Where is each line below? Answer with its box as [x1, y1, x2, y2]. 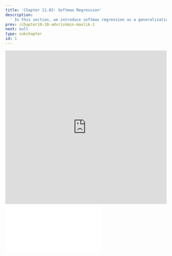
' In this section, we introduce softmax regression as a [10, 17, 137, 22]
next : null [5, 27, 29, 32]
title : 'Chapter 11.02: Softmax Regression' [5, 7, 102, 13]
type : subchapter [5, 31, 42, 36]
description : [5, 12, 33, 17]
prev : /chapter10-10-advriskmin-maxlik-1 [5, 22, 95, 27]
